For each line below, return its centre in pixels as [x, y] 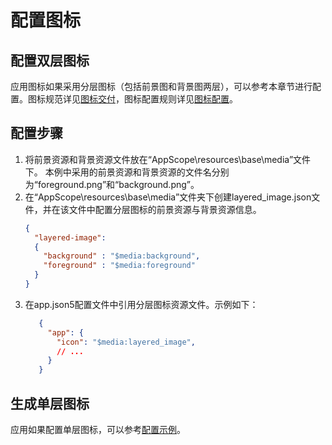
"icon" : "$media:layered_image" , [126, 342]
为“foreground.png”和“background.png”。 [112, 184]
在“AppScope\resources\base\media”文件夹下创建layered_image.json [168, 197]
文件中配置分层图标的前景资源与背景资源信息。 [165, 209]
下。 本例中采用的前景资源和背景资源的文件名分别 [127, 172]
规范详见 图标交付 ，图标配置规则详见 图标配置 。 [141, 99]
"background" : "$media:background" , [122, 256]
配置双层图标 [50, 60]
